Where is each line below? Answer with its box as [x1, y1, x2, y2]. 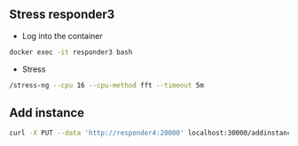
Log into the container [21, 30, 104, 41]
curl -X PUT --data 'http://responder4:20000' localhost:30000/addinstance [9, 128, 295, 138]
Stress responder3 [9, 7, 115, 22]
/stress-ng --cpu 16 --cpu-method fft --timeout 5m [9, 81, 204, 89]
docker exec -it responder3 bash [9, 48, 133, 57]
